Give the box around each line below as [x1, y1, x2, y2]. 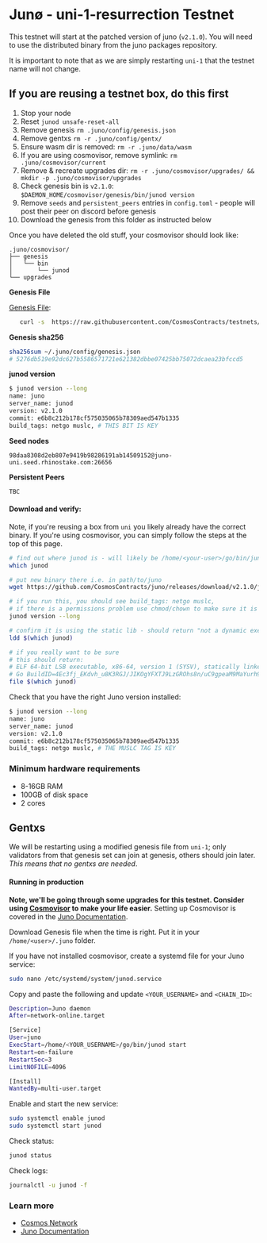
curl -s [19, 317, 45, 326]
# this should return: [9, 656, 84, 664]
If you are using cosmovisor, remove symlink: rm [20, 150, 177, 160]
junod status [9, 1152, 52, 1160]
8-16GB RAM [20, 781, 63, 791]
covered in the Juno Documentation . [9, 911, 128, 922]
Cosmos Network [20, 1218, 78, 1228]
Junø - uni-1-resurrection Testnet [9, 6, 235, 24]
